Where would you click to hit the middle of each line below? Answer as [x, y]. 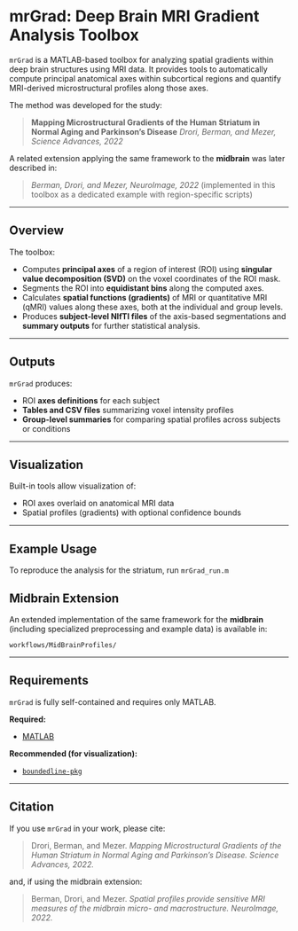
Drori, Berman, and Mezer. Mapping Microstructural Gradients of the [156, 845]
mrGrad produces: [41, 383]
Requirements [49, 681]
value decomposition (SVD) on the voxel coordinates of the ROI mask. [151, 278]
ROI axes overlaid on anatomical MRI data [98, 504]
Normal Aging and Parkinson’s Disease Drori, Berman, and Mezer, [153, 131]
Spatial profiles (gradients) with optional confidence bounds [132, 512]
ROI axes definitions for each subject [90, 400]
